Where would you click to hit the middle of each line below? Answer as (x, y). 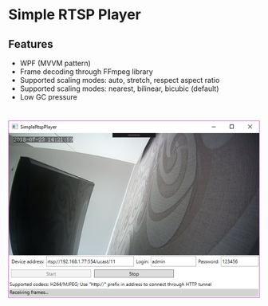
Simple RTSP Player (75, 15)
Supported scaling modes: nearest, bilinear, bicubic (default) (119, 88)
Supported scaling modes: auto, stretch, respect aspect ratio (120, 80)
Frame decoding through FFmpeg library (86, 72)
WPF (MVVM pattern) (55, 63)
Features (31, 44)
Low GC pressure (48, 97)
